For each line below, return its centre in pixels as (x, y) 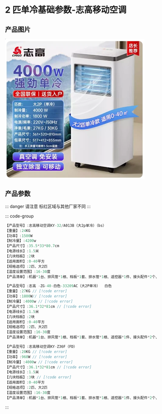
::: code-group (19, 216)
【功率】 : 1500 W (19, 236)
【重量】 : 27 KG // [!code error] (36, 291)
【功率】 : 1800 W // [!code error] (36, 297)
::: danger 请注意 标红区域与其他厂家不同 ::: (48, 206)
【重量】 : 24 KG (18, 231)
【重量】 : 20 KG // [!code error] (36, 352)
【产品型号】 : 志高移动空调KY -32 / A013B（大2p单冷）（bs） (56, 225)
